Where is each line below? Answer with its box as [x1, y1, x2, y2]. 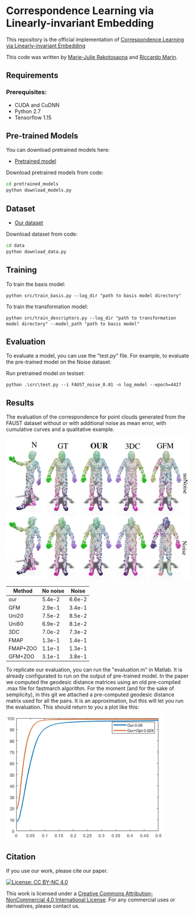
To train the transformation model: [6, 303, 89, 310]
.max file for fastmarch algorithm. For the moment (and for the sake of [6, 685, 174, 692]
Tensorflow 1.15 [14, 114, 52, 121]
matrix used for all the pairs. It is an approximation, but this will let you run [6, 697, 184, 704]
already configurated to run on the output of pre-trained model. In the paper [6, 672, 189, 679]
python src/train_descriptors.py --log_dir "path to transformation [6, 315, 176, 321]
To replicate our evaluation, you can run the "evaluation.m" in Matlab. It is [6, 666, 183, 673]
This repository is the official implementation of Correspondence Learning [6, 36, 184, 43]
